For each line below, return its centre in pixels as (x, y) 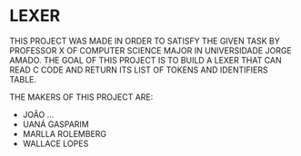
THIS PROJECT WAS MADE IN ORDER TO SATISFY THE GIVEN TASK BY (145, 41)
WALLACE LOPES (55, 143)
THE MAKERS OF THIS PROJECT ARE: (81, 97)
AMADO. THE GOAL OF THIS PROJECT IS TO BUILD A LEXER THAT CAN (145, 60)
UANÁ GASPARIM (55, 124)
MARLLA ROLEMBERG (65, 133)
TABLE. (23, 79)
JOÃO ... (38, 114)
